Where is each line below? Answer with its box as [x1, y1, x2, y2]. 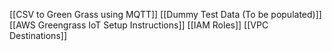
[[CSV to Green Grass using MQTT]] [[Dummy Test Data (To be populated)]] [9, 9, 322, 20]
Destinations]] [9, 30, 67, 41]
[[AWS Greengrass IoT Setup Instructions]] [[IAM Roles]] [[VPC [9, 19, 269, 31]
